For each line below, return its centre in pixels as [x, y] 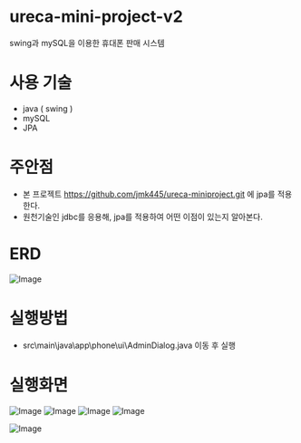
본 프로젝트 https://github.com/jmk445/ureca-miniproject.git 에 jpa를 [149, 194]
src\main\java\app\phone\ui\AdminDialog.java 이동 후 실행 [129, 345]
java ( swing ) [48, 108]
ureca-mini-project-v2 [96, 17]
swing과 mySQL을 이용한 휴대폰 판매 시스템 [87, 43]
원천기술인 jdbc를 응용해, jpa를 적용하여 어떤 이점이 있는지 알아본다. [142, 217]
